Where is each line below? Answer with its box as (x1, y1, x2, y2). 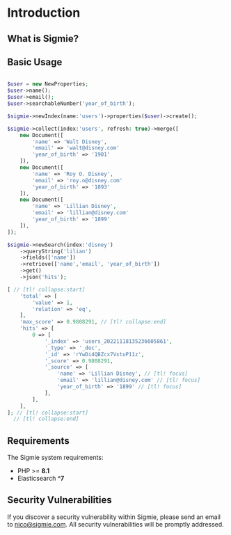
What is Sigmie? (7, 33, 79, 45)
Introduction (7, 5, 81, 21)
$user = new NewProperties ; (7, 81, 89, 88)
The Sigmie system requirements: (7, 454, 104, 462)
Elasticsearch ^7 (17, 474, 65, 483)
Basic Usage (7, 56, 63, 67)
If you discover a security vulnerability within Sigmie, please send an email (7, 513, 221, 521)
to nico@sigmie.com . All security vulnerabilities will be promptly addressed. (7, 520, 224, 528)
